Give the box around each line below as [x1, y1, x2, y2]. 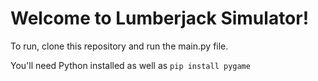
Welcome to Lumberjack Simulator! [10, 7, 310, 30]
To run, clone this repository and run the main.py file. [10, 40, 229, 52]
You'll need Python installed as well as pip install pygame [10, 59, 251, 71]
